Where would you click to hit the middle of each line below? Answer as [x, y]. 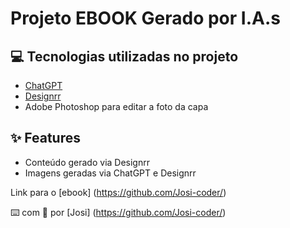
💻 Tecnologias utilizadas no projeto [124, 56]
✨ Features [45, 138]
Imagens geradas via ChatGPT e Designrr [110, 173]
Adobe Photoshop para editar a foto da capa [116, 106]
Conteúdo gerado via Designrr [87, 162]
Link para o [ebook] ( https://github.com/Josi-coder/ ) [118, 192]
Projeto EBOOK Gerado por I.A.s [145, 18]
